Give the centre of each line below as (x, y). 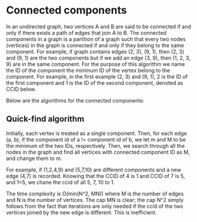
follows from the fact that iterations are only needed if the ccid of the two (95, 206)
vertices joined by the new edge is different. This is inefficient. (81, 212)
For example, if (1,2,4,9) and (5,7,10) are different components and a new (94, 170)
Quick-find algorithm (45, 119)
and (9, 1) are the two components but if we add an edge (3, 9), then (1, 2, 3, (98, 58)
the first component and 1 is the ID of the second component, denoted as (95, 82)
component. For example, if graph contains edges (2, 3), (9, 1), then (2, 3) (95, 51)
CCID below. (21, 89)
